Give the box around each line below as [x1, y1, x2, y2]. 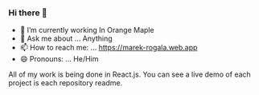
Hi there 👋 [8, 7, 48, 18]
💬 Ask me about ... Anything [19, 34, 113, 43]
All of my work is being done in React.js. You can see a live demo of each [8, 69, 251, 79]
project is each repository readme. [8, 78, 123, 88]
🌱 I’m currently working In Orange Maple [19, 26, 154, 35]
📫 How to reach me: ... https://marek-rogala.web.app [19, 43, 198, 53]
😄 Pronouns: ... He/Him [19, 54, 99, 64]
